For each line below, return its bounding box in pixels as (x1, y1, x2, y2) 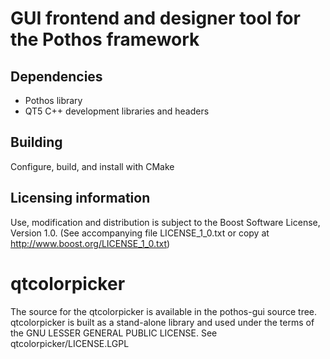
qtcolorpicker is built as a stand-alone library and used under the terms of (10, 316, 315, 328)
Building (10, 134, 63, 151)
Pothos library (24, 95, 83, 106)
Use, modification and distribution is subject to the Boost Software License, (10, 216, 321, 228)
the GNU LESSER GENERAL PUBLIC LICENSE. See (10, 327, 218, 339)
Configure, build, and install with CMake (10, 160, 175, 172)
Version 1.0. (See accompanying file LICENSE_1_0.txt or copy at (10, 227, 270, 239)
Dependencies (10, 68, 103, 85)
